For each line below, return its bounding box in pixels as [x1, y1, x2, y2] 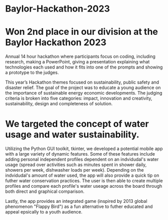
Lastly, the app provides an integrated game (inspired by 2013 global [5, 198, 147, 204]
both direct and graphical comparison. [5, 188, 85, 194]
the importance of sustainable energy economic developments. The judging [5, 90, 162, 96]
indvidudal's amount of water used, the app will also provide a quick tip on [5, 172, 159, 179]
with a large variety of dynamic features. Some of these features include [5, 151, 155, 157]
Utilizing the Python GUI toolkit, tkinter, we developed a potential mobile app [5, 145, 163, 152]
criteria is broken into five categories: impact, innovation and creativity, [5, 95, 152, 101]
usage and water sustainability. [5, 129, 140, 140]
